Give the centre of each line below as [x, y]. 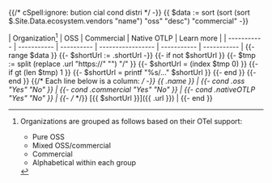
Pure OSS [48, 136]
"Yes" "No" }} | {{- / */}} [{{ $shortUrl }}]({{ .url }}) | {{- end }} [110, 98]
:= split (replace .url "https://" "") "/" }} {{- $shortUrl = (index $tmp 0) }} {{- [134, 64]
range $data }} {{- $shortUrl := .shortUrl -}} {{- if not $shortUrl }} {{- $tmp [132, 55]
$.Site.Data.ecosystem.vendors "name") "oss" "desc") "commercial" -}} [129, 21]
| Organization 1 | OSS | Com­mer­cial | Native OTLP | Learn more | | [117, 37]
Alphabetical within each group [84, 162]
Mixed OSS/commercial [72, 145]
